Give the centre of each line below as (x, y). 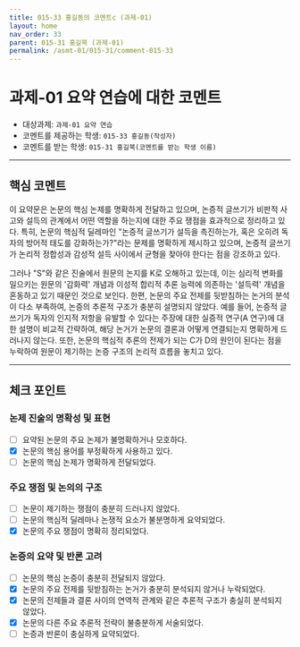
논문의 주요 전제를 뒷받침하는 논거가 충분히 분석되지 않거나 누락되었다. (144, 589)
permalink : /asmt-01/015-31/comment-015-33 (92, 51)
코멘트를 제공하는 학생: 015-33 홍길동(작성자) (99, 136)
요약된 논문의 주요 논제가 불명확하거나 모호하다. (104, 439)
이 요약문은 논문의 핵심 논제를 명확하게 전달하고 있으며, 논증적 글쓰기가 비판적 (144, 209)
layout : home (33, 26)
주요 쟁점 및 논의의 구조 (56, 487)
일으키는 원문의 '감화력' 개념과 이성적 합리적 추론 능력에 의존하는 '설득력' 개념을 (147, 284)
